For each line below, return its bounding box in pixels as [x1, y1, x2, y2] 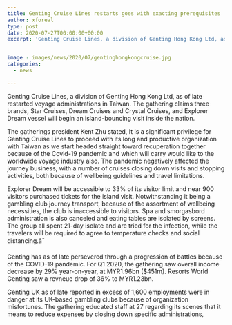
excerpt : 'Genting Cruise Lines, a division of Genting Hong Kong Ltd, [7, 36, 217, 43]
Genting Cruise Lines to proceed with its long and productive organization [7, 135, 217, 143]
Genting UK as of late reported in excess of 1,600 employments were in [7, 288, 210, 296]
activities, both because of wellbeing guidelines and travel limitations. [7, 171, 205, 179]
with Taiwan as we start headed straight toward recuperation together [7, 142, 206, 150]
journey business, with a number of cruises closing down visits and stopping [7, 164, 225, 173]
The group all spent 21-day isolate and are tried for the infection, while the [7, 221, 218, 230]
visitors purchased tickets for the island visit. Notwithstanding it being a [7, 192, 211, 200]
